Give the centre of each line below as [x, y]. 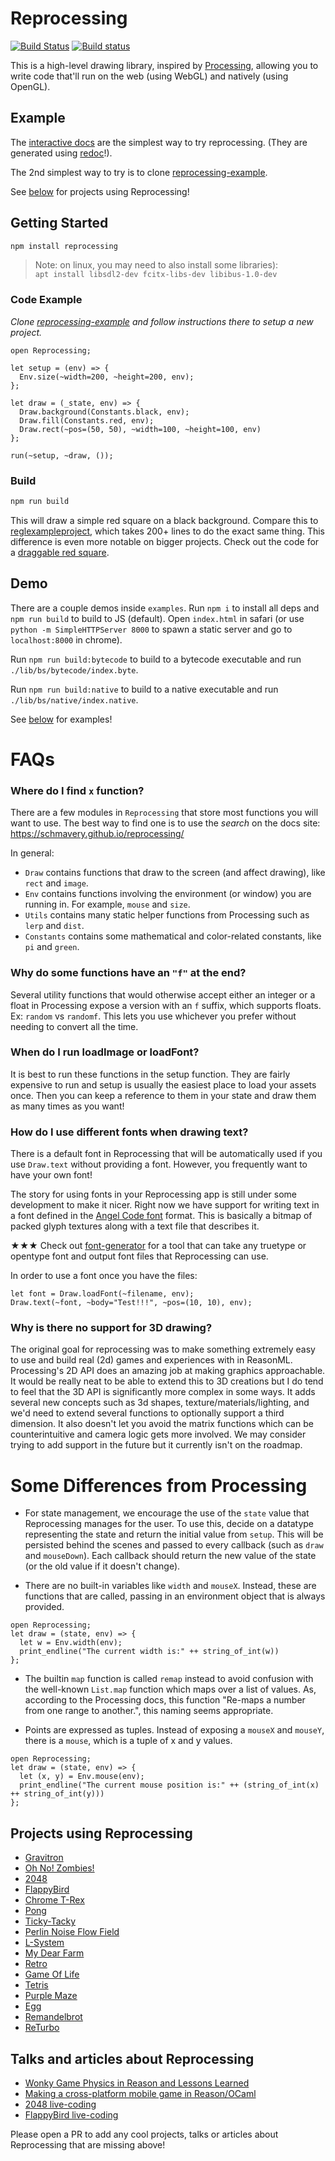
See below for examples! [61, 719]
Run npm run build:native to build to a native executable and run [144, 689]
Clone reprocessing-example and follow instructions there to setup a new [162, 321]
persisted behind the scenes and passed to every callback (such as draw [174, 1545]
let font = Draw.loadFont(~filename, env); [102, 1294]
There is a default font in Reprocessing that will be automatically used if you [166, 1154]
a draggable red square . [60, 552]
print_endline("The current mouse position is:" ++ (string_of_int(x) [169, 1785]
